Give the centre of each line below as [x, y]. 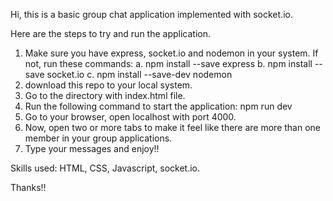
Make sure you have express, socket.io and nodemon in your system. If [171, 53]
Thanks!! [28, 187]
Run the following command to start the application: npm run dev [158, 106]
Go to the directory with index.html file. [105, 95]
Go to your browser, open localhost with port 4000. [130, 117]
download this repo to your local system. [108, 85]
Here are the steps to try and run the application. [111, 33]
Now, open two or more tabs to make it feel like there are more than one [173, 127]
